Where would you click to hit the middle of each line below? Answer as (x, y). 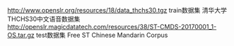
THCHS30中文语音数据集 (44, 19)
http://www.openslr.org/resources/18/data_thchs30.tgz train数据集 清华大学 (117, 10)
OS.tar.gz (21, 35)
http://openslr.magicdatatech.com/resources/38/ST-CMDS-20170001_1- (112, 27)
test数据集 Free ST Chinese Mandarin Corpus (102, 35)
